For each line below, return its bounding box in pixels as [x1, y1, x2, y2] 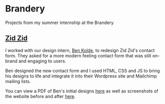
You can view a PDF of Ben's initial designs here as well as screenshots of [5, 88, 158, 94]
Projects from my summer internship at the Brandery [5, 19, 114, 25]
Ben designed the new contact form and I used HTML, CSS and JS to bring [5, 67, 160, 73]
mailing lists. [5, 78, 31, 84]
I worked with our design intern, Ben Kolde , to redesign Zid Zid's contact [5, 47, 155, 53]
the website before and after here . [5, 93, 76, 99]
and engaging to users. [18, 58, 67, 64]
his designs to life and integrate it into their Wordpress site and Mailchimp [5, 73, 157, 79]
